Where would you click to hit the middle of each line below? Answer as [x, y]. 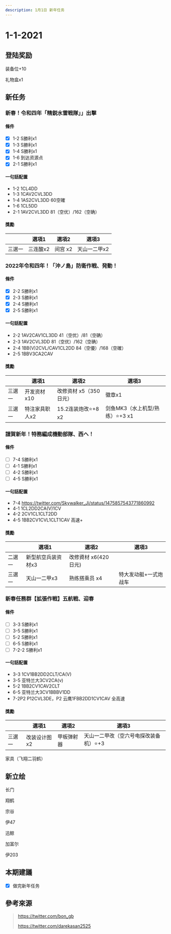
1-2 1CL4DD [25, 188]
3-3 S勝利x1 [25, 624]
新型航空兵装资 [44, 557]
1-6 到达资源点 [28, 158]
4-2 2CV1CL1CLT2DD [35, 514]
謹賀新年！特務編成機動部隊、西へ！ [50, 434]
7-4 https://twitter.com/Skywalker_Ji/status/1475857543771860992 [84, 503]
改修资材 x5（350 [78, 391]
